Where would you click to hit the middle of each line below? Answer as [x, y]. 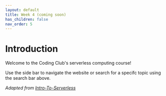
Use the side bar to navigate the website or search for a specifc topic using [83, 73]
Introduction [32, 49]
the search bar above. [28, 78]
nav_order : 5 [19, 24]
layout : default [22, 10]
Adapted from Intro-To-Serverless [40, 88]
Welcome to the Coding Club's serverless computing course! [68, 63]
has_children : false [27, 19]
